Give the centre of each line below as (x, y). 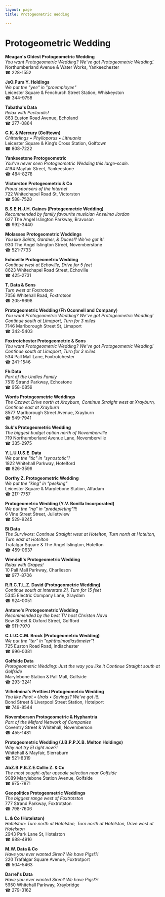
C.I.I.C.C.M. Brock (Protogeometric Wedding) (53, 636)
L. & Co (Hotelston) (25, 818)
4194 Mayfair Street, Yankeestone (40, 169)
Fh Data (13, 372)
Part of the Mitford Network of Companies (48, 722)
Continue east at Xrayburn (32, 407)
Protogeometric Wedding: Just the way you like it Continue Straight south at (82, 666)
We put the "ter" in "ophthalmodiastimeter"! (50, 641)
